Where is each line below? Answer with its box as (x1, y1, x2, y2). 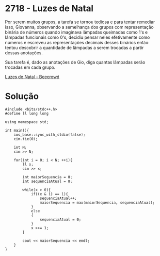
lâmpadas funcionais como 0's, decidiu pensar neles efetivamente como (5, 34, 150, 40)
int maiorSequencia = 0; (22, 175, 73, 179)
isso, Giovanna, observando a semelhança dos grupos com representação (5, 24, 154, 30)
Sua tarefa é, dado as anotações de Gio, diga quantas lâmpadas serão (5, 59, 145, 65)
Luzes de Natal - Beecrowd (5, 74, 60, 80)
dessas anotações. (5, 49, 43, 56)
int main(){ (5, 128, 29, 133)
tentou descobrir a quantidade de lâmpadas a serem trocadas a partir (5, 45, 144, 50)
